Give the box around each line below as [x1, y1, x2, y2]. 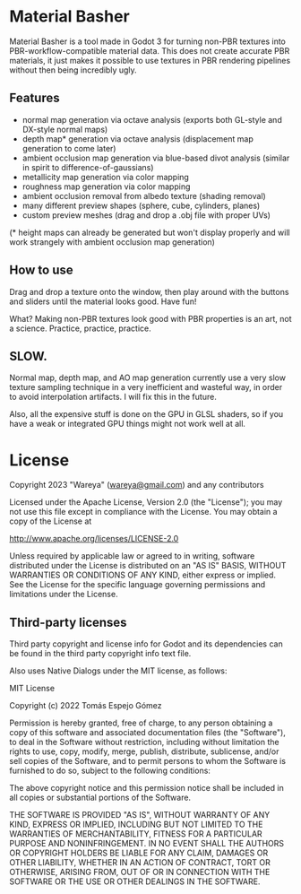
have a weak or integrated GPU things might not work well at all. [9, 419, 246, 430]
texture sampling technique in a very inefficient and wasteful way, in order [9, 382, 283, 393]
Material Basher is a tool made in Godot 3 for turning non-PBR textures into [9, 36, 287, 47]
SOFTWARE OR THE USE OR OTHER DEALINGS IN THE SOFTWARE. [9, 876, 261, 887]
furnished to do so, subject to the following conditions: [9, 765, 211, 777]
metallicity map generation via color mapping [21, 171, 190, 182]
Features [9, 91, 60, 106]
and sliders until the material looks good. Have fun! [9, 296, 197, 307]
